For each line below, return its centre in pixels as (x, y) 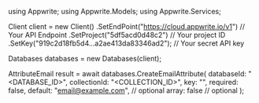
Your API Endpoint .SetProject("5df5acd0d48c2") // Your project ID (117, 35)
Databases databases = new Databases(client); (85, 59)
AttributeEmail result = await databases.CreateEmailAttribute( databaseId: (127, 74)
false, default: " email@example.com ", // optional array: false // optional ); (126, 90)
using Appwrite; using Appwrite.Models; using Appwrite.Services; (115, 11)
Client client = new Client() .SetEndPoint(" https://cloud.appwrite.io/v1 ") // (127, 26)
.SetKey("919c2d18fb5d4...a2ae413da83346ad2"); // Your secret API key (126, 43)
